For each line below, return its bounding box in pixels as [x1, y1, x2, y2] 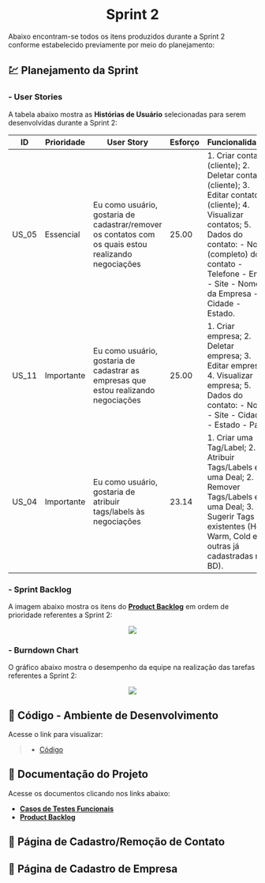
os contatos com [93, 229, 155, 240]
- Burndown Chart [8, 645, 79, 656]
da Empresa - [207, 288, 259, 299]
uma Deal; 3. [207, 501, 254, 512]
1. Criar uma [207, 432, 254, 443]
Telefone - [207, 268, 247, 279]
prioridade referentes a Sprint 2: [8, 610, 113, 619]
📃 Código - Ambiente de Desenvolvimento [8, 709, 219, 722]
